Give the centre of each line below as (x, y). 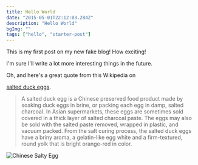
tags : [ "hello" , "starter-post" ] (49, 35)
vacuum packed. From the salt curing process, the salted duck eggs (106, 131)
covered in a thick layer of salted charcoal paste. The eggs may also (107, 118)
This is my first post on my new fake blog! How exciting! (76, 52)
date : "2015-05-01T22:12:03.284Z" (50, 18)
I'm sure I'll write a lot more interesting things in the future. (80, 64)
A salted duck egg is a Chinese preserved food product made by (102, 99)
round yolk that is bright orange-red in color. (77, 144)
